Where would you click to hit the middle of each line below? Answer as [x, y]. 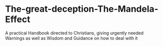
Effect [18, 19]
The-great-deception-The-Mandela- [82, 9]
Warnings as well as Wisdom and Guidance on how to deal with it [71, 38]
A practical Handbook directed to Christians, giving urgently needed [75, 33]
